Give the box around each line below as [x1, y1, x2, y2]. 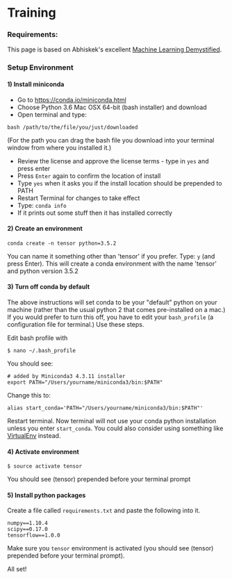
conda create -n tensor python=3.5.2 [7, 240, 117, 247]
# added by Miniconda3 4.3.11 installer [7, 373, 126, 380]
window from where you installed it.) [7, 143, 112, 152]
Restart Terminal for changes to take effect [17, 193, 140, 202]
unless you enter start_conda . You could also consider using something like [7, 424, 224, 432]
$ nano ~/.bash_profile [7, 348, 76, 354]
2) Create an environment [7, 225, 83, 233]
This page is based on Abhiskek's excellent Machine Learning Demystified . [7, 45, 222, 54]
